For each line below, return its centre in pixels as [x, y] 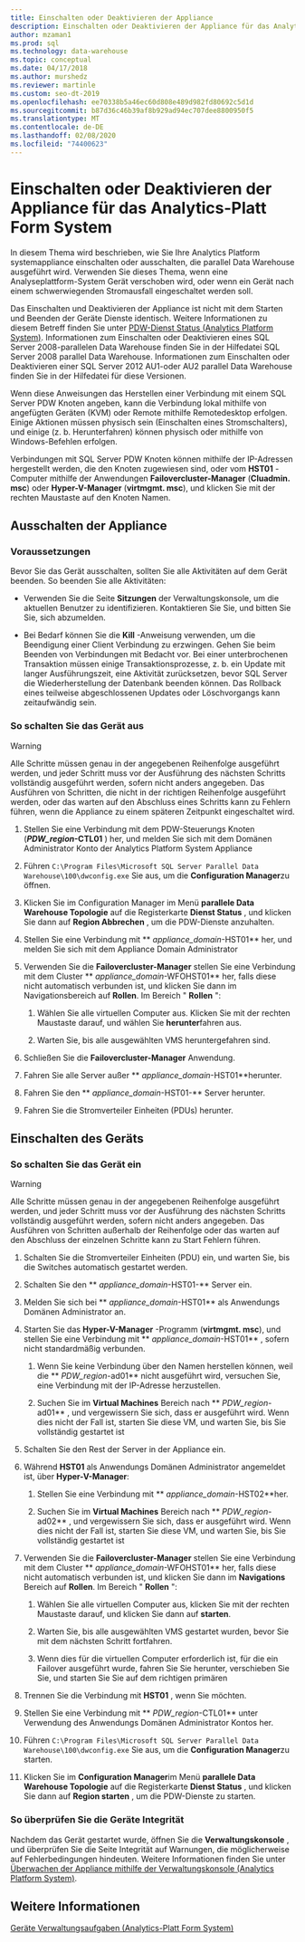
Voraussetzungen [51, 551]
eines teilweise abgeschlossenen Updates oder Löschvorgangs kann [152, 693]
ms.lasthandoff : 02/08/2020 [63, 136]
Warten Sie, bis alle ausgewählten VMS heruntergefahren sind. [153, 1040]
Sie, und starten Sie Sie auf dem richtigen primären [132, 1678]
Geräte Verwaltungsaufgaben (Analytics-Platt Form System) [122, 1928]
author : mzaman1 [41, 34]
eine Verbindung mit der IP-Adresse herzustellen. [129, 1385]
